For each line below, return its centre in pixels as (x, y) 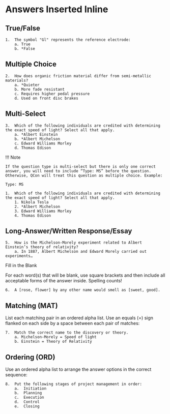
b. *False (25, 49)
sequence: (17, 375)
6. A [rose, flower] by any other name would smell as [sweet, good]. (83, 290)
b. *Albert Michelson (37, 139)
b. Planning (28, 393)
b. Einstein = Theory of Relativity (53, 342)
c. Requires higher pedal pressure (52, 94)
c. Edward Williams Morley (43, 143)
